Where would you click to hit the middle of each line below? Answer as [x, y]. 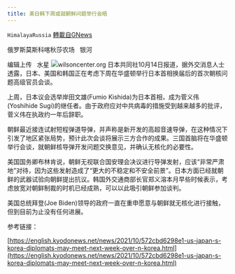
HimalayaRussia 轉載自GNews [50, 34]
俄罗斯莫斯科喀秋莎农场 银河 [50, 49]
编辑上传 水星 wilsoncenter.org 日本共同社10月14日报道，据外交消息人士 [116, 64]
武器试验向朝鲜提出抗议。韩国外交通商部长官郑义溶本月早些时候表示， [120, 179]
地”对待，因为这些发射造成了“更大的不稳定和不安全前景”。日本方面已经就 [113, 170]
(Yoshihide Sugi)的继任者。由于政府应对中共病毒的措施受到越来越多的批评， [116, 105]
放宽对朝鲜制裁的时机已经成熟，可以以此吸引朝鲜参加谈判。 [99, 188]
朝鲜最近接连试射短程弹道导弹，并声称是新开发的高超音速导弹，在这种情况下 [117, 129]
